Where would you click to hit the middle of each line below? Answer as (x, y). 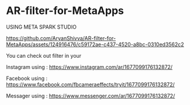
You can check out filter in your (44, 55)
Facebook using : (27, 78)
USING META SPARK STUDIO (42, 27)
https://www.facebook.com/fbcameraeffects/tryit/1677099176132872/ (91, 84)
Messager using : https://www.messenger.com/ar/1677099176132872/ (91, 96)
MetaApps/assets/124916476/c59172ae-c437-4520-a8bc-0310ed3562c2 (95, 44)
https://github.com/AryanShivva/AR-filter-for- (61, 38)
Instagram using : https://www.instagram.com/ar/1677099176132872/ (89, 67)
